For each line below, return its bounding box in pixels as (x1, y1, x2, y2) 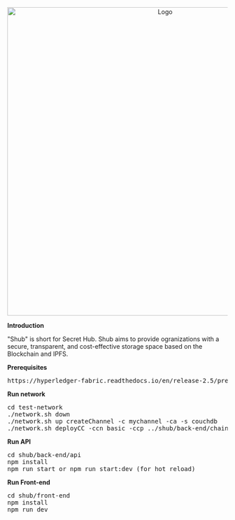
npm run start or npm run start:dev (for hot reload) (7, 465, 196, 472)
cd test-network (7, 403, 63, 411)
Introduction (7, 322, 44, 329)
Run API (7, 438, 31, 446)
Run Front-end (7, 478, 50, 486)
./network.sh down (7, 410, 71, 418)
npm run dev (7, 506, 48, 513)
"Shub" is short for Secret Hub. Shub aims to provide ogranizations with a (7, 335, 220, 343)
